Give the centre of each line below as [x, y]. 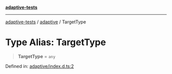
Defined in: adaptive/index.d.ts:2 [40, 66]
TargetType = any [37, 56]
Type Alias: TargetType [56, 42]
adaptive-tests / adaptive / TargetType [46, 22]
